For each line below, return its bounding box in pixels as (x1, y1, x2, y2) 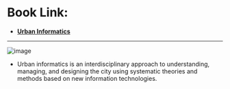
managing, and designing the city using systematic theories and (16, 67, 198, 75)
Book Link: (7, 5, 68, 20)
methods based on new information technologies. (16, 74, 157, 82)
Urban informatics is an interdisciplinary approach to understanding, (16, 60, 210, 68)
